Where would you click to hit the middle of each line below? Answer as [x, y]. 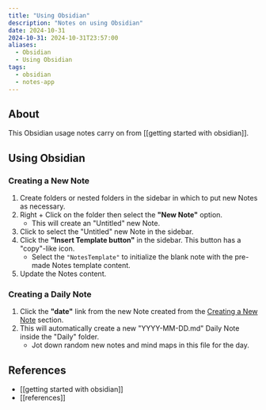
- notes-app [35, 82]
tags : [17, 67]
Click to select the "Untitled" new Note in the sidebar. [106, 232]
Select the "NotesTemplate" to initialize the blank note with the [132, 257]
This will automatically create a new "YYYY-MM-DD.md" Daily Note [129, 328]
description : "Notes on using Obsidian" [76, 23]
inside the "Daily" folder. [59, 337]
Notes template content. [91, 265]
